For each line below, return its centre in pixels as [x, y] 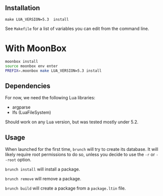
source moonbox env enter [31, 66]
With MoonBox [36, 48]
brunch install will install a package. [43, 169]
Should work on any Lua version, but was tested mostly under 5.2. [72, 122]
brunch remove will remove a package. [43, 179]
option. [24, 160]
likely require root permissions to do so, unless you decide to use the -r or [80, 154]
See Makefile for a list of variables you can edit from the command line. [77, 28]
